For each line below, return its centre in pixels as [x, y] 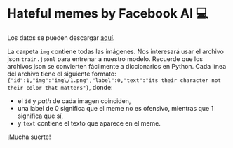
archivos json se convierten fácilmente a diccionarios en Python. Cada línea [117, 66]
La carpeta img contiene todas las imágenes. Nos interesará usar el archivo [116, 51]
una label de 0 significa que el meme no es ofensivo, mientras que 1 [115, 108]
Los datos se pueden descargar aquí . [61, 38]
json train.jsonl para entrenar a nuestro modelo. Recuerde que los [105, 59]
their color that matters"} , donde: [60, 87]
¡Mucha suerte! [29, 137]
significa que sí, [40, 116]
